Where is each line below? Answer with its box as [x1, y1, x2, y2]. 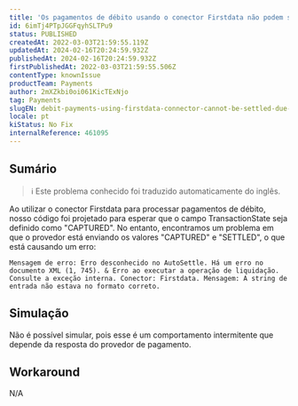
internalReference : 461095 [9, 129, 109, 138]
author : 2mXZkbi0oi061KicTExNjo [9, 87, 129, 96]
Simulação [9, 306, 69, 321]
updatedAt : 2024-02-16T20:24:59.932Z [9, 46, 149, 55]
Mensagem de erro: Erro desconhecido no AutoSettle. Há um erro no [9, 259, 264, 267]
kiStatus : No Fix [9, 121, 74, 130]
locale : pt [9, 112, 50, 121]
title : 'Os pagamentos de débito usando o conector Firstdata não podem [9, 12, 284, 22]
